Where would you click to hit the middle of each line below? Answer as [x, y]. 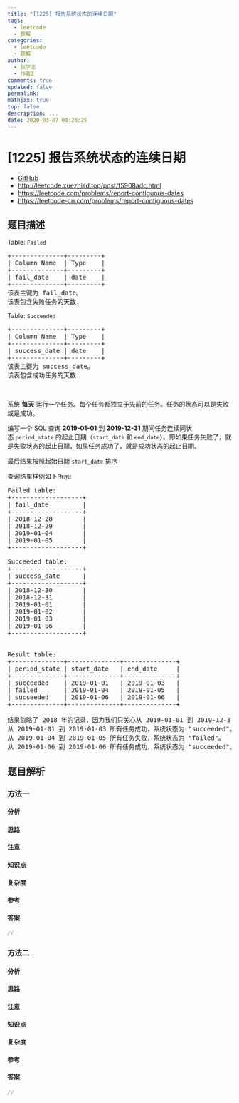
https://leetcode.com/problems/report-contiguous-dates [100, 193]
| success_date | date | [56, 351]
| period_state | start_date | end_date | [94, 669]
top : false [23, 107]
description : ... [33, 113]
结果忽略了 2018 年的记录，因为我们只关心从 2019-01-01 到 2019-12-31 [121, 720]
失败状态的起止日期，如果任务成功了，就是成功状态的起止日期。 [107, 446]
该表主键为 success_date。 [51, 367]
